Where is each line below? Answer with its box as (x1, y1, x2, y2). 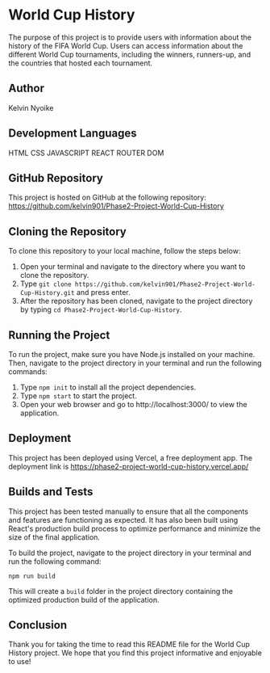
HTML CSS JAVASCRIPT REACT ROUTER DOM (8, 148, 164, 158)
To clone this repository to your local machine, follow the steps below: (8, 246, 241, 256)
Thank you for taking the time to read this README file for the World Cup (8, 640, 250, 650)
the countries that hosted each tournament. (8, 58, 153, 68)
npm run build (8, 572, 56, 580)
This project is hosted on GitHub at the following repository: (8, 192, 207, 203)
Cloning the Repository (8, 225, 127, 238)
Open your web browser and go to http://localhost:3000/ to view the (19, 400, 247, 409)
